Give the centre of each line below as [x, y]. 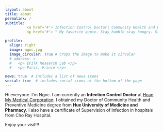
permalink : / [18, 18]
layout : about [19, 9]
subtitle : [15, 23]
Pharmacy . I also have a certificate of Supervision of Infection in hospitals [79, 110]
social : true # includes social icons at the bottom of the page [73, 81]
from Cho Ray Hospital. [28, 115]
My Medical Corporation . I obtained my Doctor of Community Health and [78, 100]
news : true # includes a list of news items [52, 76]
